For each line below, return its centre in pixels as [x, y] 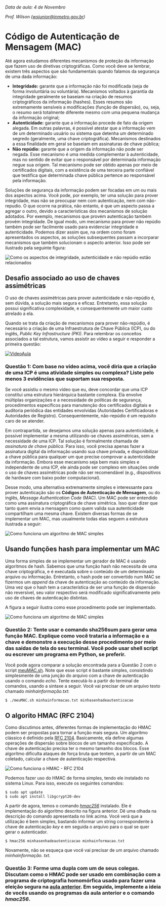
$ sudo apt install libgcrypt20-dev [43, 796]
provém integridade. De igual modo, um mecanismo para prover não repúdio [83, 221]
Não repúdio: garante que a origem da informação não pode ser [78, 149]
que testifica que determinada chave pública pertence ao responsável [83, 175]
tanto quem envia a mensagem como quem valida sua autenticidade [75, 509]
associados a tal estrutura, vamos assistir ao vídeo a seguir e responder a [80, 339]
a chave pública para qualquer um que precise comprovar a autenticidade [80, 457]
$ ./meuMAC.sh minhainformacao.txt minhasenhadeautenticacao [69, 701]
